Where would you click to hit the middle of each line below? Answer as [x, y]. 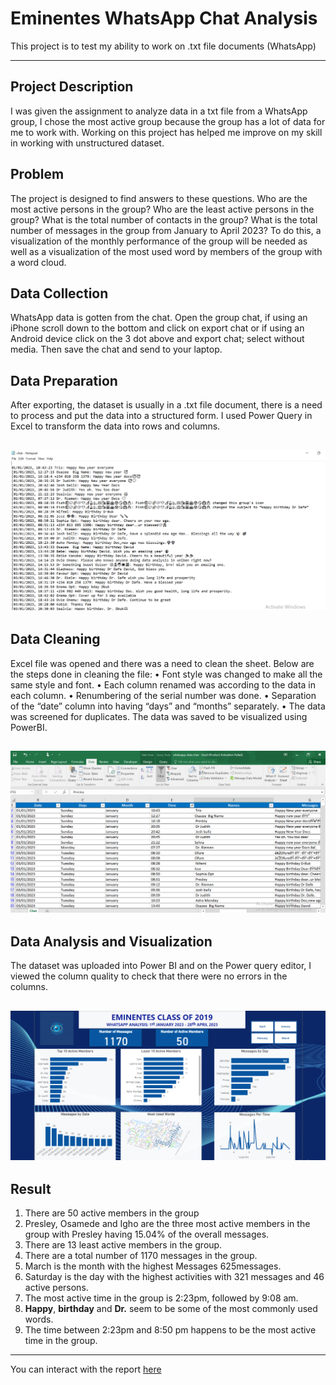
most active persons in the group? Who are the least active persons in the [162, 209]
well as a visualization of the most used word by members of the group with [166, 251]
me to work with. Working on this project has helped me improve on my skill [166, 132]
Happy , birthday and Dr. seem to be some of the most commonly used [171, 1309]
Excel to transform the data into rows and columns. [115, 426]
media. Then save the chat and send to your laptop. [116, 349]
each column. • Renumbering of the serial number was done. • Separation [163, 695]
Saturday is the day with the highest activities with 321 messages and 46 [174, 1277]
